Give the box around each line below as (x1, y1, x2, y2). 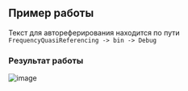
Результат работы (8, 55, 84, 66)
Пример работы (8, 6, 94, 20)
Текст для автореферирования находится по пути (8, 27, 180, 37)
